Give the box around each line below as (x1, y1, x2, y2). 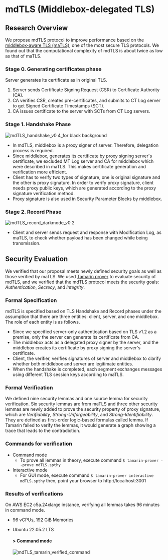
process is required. (12, 147, 54, 153)
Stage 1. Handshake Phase (5, 121, 71, 128)
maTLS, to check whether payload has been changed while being (12, 234, 148, 240)
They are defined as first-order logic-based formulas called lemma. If (5, 417, 148, 423)
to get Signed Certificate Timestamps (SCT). (12, 103, 105, 109)
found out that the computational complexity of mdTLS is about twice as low (5, 48, 163, 53)
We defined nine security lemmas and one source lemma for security (5, 396, 148, 402)
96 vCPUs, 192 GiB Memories (12, 517, 74, 523)
